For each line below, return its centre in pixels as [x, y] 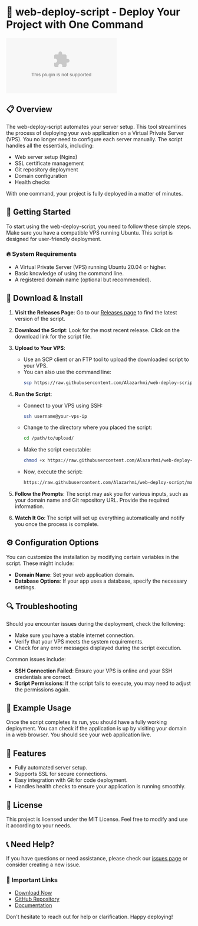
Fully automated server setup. [51, 768]
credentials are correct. [43, 677]
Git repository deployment [46, 169]
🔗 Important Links [32, 880]
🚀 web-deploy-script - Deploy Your [93, 12]
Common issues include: [36, 659]
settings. [25, 587]
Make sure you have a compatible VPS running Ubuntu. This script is [89, 232]
